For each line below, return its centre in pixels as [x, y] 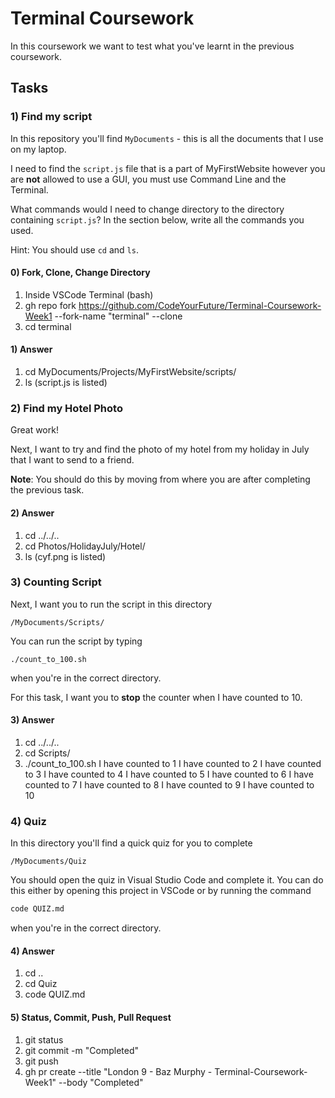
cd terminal [48, 326]
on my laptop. [38, 149]
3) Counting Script [56, 582]
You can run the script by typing [76, 641]
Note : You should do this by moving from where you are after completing [160, 479]
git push [41, 1061]
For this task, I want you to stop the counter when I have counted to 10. [156, 697]
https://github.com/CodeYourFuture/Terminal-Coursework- [200, 305]
